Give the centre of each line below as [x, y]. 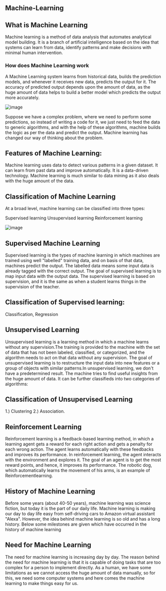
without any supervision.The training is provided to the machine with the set [83, 347]
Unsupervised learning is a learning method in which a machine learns [77, 342]
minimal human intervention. [34, 53]
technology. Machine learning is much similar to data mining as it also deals [82, 176]
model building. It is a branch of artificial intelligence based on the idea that [82, 42]
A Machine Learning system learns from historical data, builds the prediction [83, 76]
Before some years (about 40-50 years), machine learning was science [78, 503]
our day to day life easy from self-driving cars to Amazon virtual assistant [80, 514]
